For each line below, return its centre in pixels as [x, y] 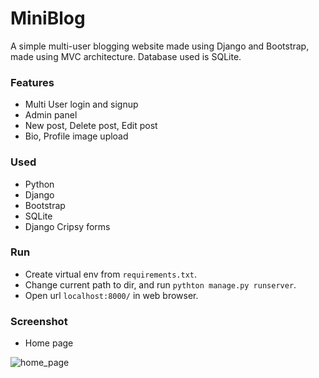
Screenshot [39, 321]
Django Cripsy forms [67, 226]
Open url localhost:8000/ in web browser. [111, 295]
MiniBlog [48, 18]
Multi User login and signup [81, 104]
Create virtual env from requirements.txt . [111, 274]
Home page [49, 343]
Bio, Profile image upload [76, 136]
